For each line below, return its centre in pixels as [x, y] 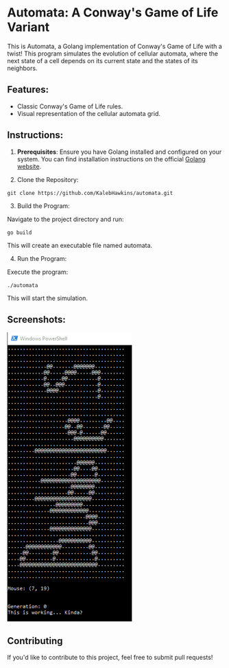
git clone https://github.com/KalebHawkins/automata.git [90, 193]
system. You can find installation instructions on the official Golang [111, 159]
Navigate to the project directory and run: [66, 219]
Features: [28, 90]
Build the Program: [43, 206]
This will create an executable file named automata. [80, 245]
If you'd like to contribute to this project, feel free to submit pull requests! [110, 658]
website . [29, 166]
